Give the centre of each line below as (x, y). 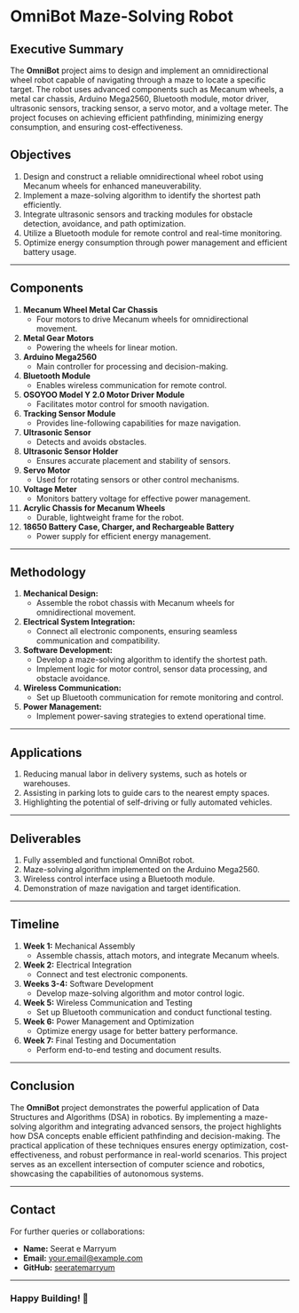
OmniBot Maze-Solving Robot (122, 16)
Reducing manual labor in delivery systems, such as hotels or (135, 774)
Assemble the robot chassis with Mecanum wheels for (135, 603)
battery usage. (50, 251)
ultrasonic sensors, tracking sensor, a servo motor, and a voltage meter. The (149, 108)
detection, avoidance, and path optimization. (104, 223)
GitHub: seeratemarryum (69, 1267)
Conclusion (43, 1086)
